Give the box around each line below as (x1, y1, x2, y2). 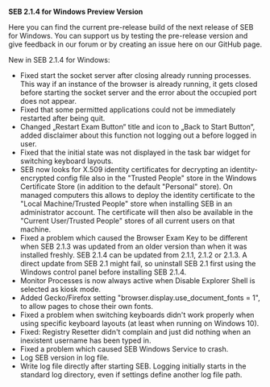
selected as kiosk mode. (19, 285, 102, 294)
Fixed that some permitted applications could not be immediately (19, 105, 236, 114)
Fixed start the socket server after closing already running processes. (19, 71, 251, 80)
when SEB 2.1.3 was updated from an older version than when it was (19, 241, 247, 251)
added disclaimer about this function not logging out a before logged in (19, 130, 257, 140)
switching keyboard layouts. (19, 156, 114, 166)
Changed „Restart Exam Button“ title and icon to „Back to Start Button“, (19, 122, 255, 131)
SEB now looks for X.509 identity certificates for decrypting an (19, 165, 228, 174)
